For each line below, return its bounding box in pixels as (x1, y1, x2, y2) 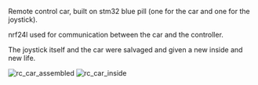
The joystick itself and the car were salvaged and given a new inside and (8, 45, 243, 54)
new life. (8, 54, 36, 62)
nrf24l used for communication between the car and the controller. (8, 30, 223, 39)
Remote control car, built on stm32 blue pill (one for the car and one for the (8, 7, 250, 16)
